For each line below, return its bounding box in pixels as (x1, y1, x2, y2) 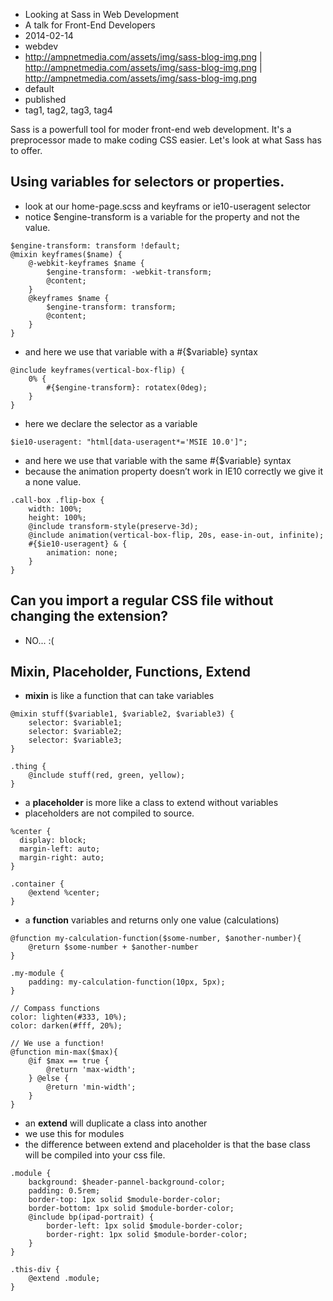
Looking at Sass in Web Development (24, 9, 180, 20)
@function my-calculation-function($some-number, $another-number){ (10, 934, 302, 944)
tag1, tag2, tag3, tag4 (24, 104, 113, 116)
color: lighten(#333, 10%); (10, 1012, 128, 1023)
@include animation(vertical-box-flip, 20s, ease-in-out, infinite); (28, 530, 325, 540)
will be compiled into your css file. (24, 1149, 166, 1161)
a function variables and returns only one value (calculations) (24, 914, 280, 926)
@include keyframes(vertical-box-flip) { (10, 365, 186, 375)
